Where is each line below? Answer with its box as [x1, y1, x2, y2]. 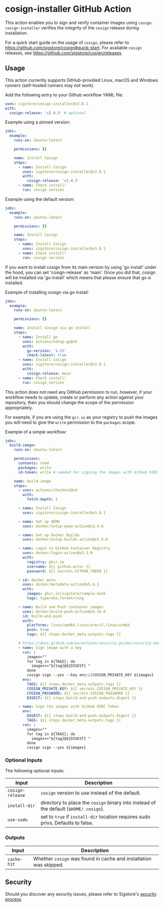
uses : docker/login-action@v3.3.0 [22, 550, 93, 555]
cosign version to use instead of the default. [41, 789, 141, 796]
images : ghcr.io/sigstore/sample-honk [26, 591, 106, 596]
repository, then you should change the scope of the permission [5, 399, 134, 405]
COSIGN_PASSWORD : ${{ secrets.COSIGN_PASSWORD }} [26, 691, 130, 696]
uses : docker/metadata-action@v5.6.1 [22, 582, 99, 587]
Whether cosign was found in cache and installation [33, 855, 152, 862]
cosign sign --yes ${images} [26, 745, 86, 750]
